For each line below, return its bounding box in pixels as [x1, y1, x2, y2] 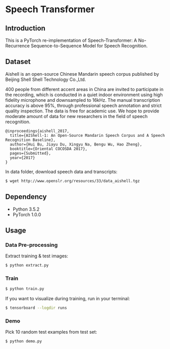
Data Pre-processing [5, 241, 58, 248]
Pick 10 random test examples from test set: [5, 329, 98, 335]
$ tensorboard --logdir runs [5, 305, 67, 311]
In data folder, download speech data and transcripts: [5, 168, 118, 174]
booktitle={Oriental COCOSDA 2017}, [10, 146, 88, 151]
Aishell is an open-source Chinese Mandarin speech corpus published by [5, 71, 159, 77]
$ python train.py [5, 286, 44, 292]
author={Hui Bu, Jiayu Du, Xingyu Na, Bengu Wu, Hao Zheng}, [10, 141, 143, 147]
